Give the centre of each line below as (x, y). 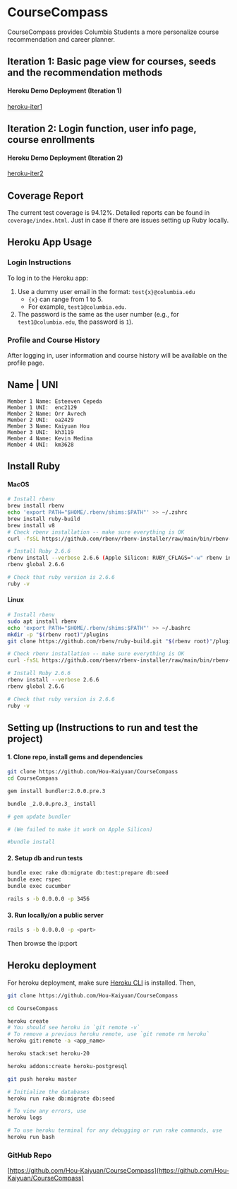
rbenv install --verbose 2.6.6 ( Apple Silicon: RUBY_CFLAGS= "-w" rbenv (115, 558)
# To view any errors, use (47, 1111)
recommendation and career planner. (61, 39)
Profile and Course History (54, 340)
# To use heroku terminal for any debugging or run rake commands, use (115, 1131)
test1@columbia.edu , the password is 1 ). (75, 322)
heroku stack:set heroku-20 (49, 1054)
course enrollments (51, 140)
